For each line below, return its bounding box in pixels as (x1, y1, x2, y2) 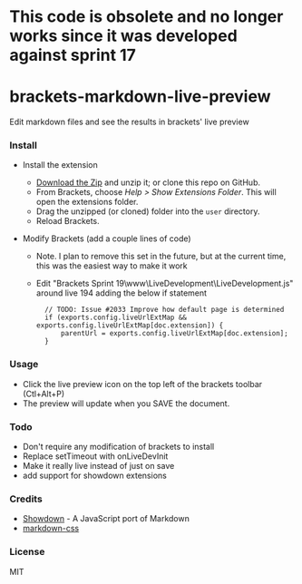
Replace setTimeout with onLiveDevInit (22, 451, 169, 462)
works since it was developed (9, 25, 238, 46)
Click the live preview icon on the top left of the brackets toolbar (22, 378, 263, 389)
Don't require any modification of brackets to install (22, 442, 215, 453)
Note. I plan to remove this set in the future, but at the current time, (35, 251, 287, 262)
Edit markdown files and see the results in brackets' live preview (9, 116, 249, 128)
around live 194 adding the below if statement (35, 287, 207, 298)
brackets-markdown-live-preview (9, 86, 271, 107)
